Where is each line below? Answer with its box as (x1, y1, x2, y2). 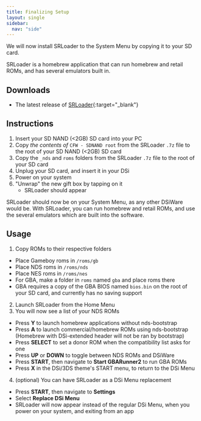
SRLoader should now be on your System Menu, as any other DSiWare (6, 198, 183, 206)
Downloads (6, 85, 51, 95)
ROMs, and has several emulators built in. (6, 68, 111, 75)
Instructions (6, 119, 54, 129)
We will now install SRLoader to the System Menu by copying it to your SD (6, 43, 192, 50)
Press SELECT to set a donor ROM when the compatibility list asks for (15, 338, 191, 346)
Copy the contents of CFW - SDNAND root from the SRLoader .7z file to (15, 141, 191, 148)
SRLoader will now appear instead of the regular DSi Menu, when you (15, 401, 190, 408)
